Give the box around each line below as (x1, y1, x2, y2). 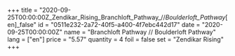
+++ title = (7, 6, 39, 14)
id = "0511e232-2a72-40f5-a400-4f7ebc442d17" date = (37, 21, 201, 28)
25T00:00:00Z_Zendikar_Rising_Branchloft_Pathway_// (7, 13, 166, 21)
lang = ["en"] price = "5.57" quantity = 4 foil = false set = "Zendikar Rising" (7, 35, 224, 44)
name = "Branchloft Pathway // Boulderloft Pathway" (64, 28, 216, 36)
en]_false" (7, 21, 37, 28)
